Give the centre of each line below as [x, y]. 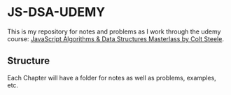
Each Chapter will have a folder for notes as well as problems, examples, [112, 78]
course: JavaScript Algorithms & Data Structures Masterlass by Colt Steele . [115, 38]
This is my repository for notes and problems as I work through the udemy [114, 31]
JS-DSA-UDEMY [56, 12]
